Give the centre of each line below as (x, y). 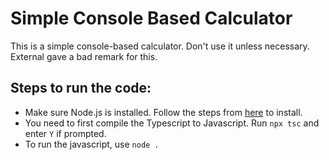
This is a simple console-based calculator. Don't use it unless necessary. (160, 46)
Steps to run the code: (81, 88)
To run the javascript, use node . (92, 144)
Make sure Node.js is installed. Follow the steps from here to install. (163, 112)
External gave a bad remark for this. (84, 56)
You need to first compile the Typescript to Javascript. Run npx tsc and (172, 123)
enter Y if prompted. (65, 133)
